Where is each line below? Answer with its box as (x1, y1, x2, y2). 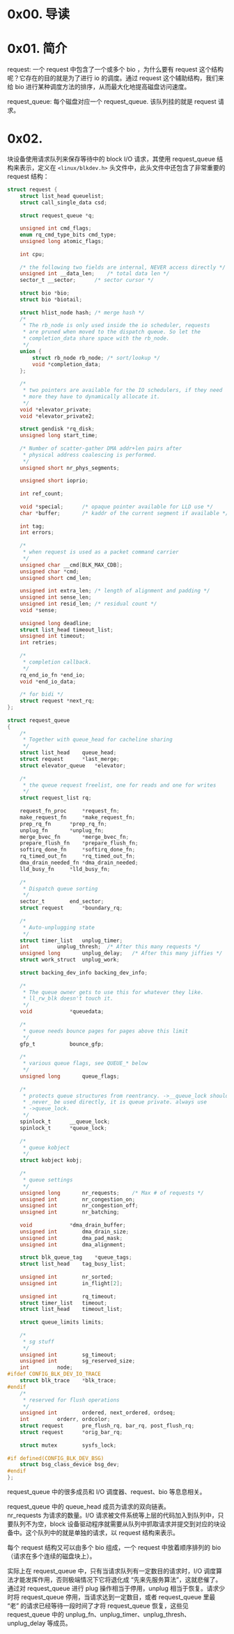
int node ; (19, 1364, 73, 1372)
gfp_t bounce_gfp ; (19, 1040, 104, 1048)
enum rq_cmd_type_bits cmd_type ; (19, 231, 117, 239)
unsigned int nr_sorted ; (19, 1273, 114, 1281)
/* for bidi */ (19, 691, 64, 698)
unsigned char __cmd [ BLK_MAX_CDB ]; (19, 561, 123, 568)
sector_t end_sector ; (19, 898, 104, 905)
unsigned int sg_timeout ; (19, 1351, 117, 1358)
